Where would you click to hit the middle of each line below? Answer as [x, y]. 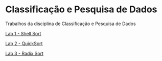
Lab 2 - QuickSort [24, 43]
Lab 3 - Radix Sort [25, 53]
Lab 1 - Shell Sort [23, 33]
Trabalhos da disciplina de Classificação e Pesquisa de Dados [71, 24]
